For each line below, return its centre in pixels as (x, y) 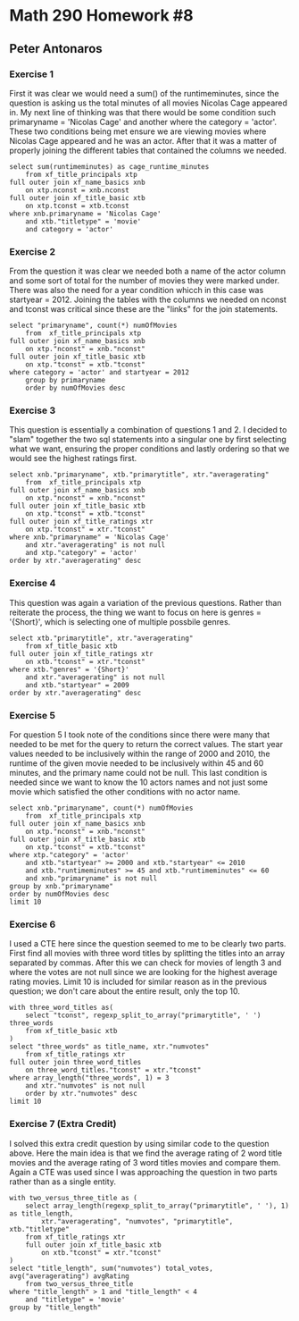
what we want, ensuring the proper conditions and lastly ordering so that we (149, 449)
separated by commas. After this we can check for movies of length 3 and (145, 963)
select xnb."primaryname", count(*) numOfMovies (101, 808)
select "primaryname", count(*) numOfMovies (93, 326)
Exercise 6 (33, 924)
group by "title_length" (55, 1307)
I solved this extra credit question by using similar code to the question (139, 1143)
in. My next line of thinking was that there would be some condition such (143, 112)
